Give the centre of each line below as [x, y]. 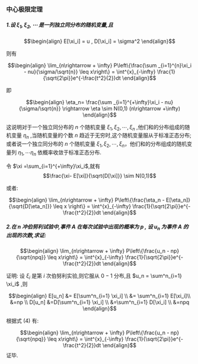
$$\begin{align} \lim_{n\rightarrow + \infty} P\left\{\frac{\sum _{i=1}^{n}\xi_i [100, 65]
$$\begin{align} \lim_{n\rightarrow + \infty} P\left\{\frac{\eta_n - [87, 200]
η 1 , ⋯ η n [27, 153]
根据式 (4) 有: [23, 321]
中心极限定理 [25, 9]
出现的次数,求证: [26, 236]
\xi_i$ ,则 [17, 284]
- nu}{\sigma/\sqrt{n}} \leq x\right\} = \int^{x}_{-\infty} [90, 71]
